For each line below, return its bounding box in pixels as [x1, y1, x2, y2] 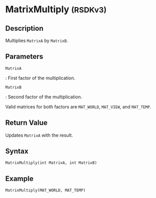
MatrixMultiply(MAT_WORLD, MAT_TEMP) [5, 188, 86, 193]
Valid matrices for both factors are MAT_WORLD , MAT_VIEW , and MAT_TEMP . [5, 103, 152, 109]
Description [5, 24, 43, 33]
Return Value [5, 119, 48, 127]
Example [5, 174, 34, 183]
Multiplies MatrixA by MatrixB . [5, 37, 68, 43]
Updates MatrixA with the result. [5, 132, 73, 138]
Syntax [5, 147, 29, 156]
